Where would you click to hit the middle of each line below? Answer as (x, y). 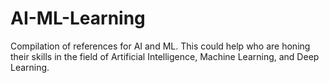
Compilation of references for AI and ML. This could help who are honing (160, 46)
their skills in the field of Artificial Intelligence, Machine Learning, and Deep (165, 56)
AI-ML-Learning (78, 18)
